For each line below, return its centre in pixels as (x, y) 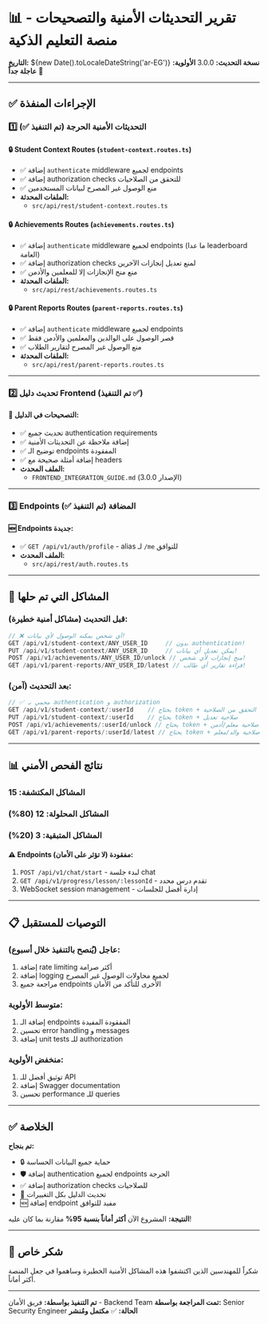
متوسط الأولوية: (36, 1004)
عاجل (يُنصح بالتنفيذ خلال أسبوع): (65, 949)
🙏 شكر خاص (36, 1252)
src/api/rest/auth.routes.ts (80, 564)
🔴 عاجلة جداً (26, 70)
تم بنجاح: (21, 1146)
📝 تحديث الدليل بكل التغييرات (63, 1194)
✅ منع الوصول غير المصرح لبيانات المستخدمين (88, 188)
